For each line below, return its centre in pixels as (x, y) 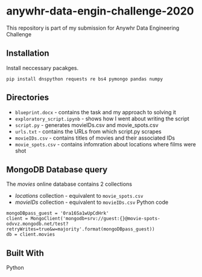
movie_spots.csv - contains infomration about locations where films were (105, 144)
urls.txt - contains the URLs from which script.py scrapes (88, 131)
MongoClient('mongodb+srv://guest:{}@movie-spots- (96, 219)
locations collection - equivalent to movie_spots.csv (79, 196)
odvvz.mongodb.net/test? (37, 224)
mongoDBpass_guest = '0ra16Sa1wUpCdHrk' (58, 213)
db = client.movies (31, 235)
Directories (28, 98)
